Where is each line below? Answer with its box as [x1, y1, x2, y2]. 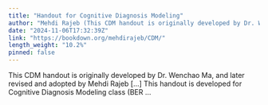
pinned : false [8, 49, 56, 56]
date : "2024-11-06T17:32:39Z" [8, 26, 109, 34]
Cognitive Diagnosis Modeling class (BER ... [8, 87, 152, 96]
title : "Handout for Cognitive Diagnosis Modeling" [8, 11, 183, 20]
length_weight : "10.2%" [8, 41, 88, 49]
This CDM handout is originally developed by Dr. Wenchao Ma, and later [8, 71, 245, 80]
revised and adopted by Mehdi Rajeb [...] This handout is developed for [8, 79, 242, 88]
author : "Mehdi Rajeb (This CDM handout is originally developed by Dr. [8, 19, 255, 27]
